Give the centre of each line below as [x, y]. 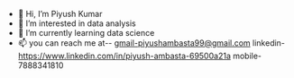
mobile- [248, 56]
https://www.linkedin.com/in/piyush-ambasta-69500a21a [124, 56]
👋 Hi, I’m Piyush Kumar [60, 14]
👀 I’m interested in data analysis [77, 23]
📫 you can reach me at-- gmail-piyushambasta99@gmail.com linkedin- [152, 43]
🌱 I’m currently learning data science [86, 33]
